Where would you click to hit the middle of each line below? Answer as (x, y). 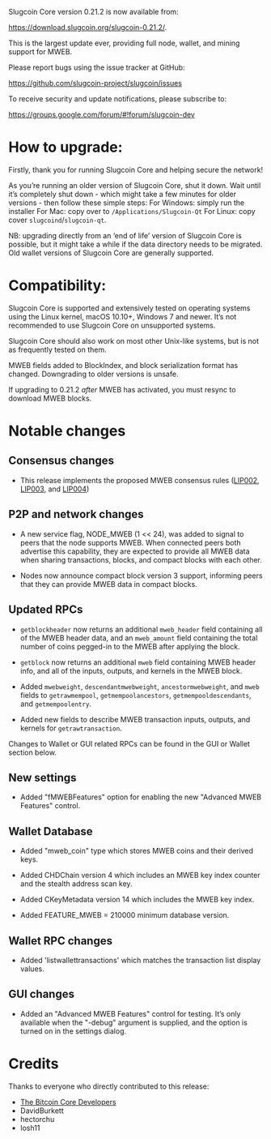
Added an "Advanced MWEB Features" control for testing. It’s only (130, 1013)
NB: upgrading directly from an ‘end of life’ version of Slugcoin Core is (125, 235)
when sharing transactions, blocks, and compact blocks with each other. (141, 559)
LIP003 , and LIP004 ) (55, 489)
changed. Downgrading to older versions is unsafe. (93, 374)
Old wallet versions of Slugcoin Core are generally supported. (111, 253)
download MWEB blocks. (50, 398)
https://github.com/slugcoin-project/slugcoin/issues (95, 83)
